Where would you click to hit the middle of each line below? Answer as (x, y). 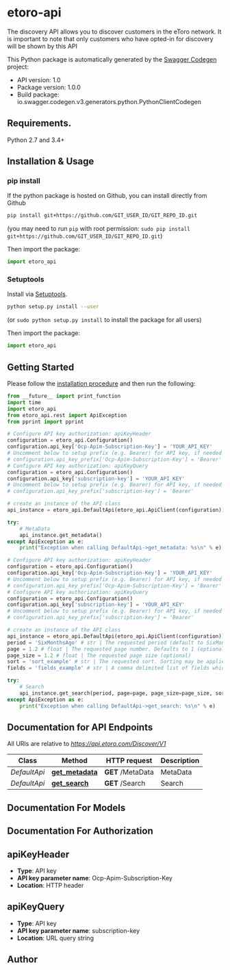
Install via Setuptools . (37, 294)
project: (18, 66)
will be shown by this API (42, 46)
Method (74, 760)
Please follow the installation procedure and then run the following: (101, 384)
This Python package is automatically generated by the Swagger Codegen (112, 59)
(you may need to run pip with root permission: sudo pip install (99, 229)
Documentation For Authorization (80, 831)
